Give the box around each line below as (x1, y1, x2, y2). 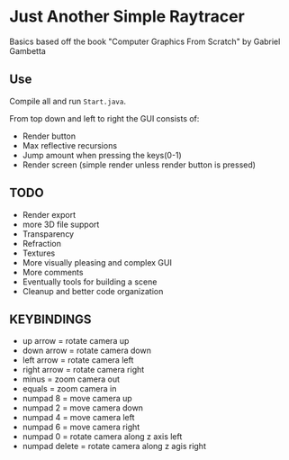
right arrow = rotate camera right (22, 365, 145, 375)
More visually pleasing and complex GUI (22, 257, 173, 267)
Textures (22, 248, 56, 258)
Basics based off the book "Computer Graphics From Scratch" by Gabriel (9, 36, 281, 47)
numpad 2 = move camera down (22, 402, 144, 413)
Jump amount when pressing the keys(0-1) (22, 149, 182, 160)
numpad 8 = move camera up (22, 393, 132, 404)
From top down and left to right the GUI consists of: (9, 113, 200, 123)
